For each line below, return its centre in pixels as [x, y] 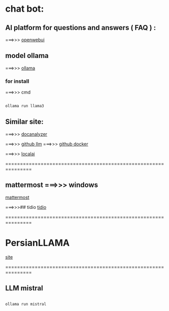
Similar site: [25, 122]
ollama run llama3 [25, 106]
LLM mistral [24, 288]
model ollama [27, 56]
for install [17, 81]
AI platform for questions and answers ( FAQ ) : [81, 28]
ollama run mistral [26, 304]
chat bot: [25, 9]
